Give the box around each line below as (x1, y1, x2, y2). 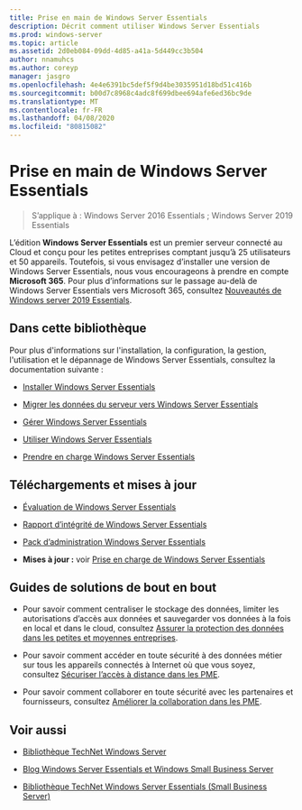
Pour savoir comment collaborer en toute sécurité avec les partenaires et (22, 686, 294, 697)
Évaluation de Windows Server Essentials (22, 502, 177, 512)
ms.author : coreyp (9, 64, 78, 73)
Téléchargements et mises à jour (9, 477, 197, 492)
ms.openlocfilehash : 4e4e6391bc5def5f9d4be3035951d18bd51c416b (9, 80, 252, 89)
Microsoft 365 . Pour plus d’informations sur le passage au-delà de (9, 275, 258, 286)
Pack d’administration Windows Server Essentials (22, 536, 206, 547)
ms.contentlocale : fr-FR (9, 106, 103, 115)
